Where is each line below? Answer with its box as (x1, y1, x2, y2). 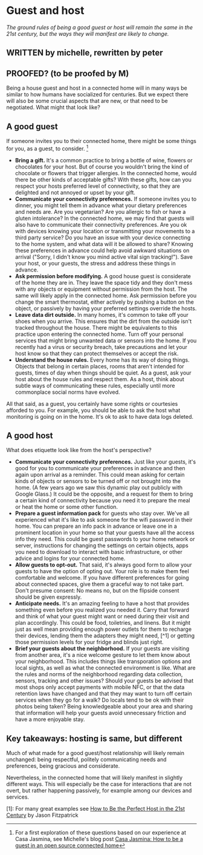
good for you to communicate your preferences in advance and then (14, 465, 185, 472)
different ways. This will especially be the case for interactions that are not (6, 780, 192, 788)
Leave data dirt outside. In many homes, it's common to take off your (14, 311, 189, 318)
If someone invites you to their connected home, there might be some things (6, 137, 196, 144)
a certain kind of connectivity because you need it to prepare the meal (14, 497, 190, 504)
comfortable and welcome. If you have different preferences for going (14, 574, 189, 582)
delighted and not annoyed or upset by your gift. (14, 188, 136, 196)
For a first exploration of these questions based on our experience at (14, 829, 186, 836)
